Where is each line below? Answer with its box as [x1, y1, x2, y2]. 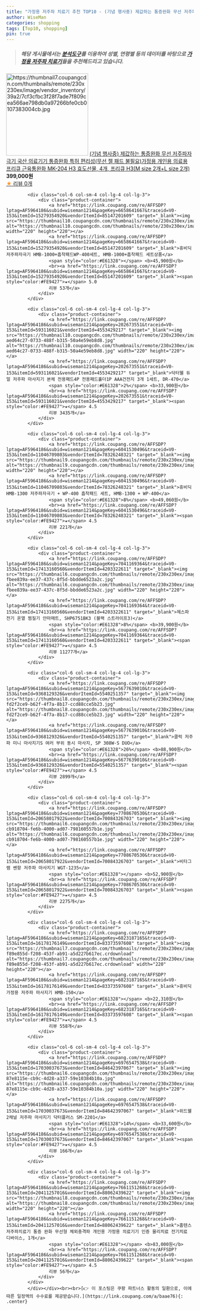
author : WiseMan [6, 14, 46, 20]
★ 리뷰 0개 [6, 180, 33, 187]
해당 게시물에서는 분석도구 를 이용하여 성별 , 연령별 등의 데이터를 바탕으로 [20, 50, 186, 57]
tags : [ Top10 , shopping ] [6, 25, 68, 32]
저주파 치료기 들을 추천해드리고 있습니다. [32, 57, 124, 65]
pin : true [6, 31, 31, 37]
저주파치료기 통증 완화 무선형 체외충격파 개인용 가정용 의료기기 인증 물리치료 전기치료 [6, 1229, 188, 1235]
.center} [6, 1299, 28, 1305]
